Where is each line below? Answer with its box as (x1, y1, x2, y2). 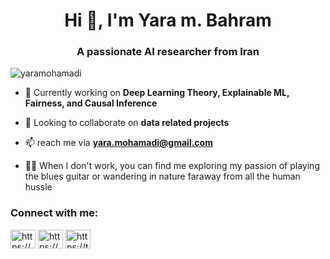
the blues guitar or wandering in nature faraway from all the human (24, 170, 301, 183)
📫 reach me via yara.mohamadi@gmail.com (24, 137, 213, 149)
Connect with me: (10, 206, 99, 220)
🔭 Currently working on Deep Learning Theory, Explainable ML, (24, 87, 290, 99)
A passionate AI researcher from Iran (76, 45, 260, 59)
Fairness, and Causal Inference (24, 97, 158, 109)
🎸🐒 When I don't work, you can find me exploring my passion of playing (24, 160, 320, 172)
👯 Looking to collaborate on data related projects (24, 117, 230, 129)
